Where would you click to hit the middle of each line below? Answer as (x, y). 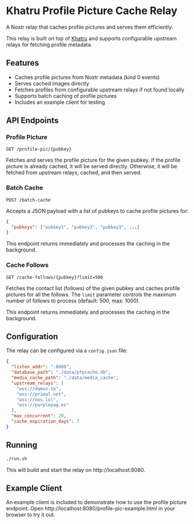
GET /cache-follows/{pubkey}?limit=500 (55, 277)
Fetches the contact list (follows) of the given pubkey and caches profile (93, 288)
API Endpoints (32, 120)
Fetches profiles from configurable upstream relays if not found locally (99, 90)
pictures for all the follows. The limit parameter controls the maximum (91, 294)
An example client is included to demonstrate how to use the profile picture (96, 502)
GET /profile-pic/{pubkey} (39, 149)
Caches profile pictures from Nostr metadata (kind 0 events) (87, 77)
